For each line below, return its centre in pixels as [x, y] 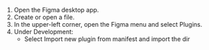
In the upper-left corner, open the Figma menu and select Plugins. [108, 24]
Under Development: [43, 32]
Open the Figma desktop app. [56, 10]
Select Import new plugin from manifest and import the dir [107, 39]
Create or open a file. [44, 17]
